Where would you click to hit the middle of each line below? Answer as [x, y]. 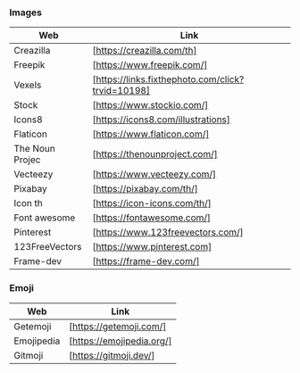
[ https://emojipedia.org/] [120, 341]
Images [26, 12]
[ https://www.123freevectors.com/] [168, 232]
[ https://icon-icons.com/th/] [152, 203]
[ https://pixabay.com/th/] [145, 189]
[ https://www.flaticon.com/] [151, 134]
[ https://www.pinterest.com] [152, 247]
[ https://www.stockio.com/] [150, 105]
